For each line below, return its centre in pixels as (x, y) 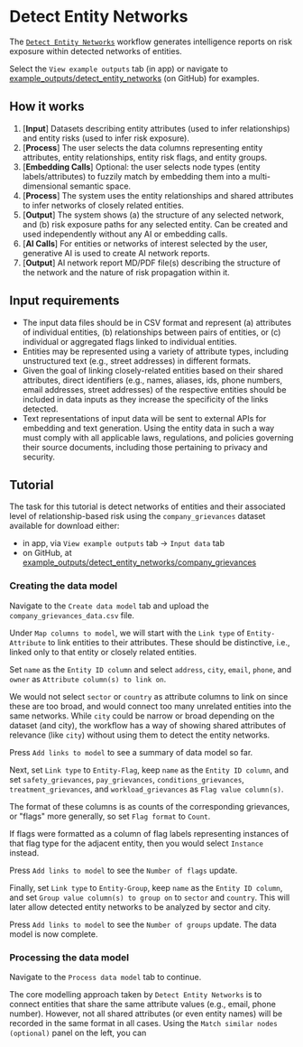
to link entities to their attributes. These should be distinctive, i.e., (169, 642)
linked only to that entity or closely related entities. (103, 652)
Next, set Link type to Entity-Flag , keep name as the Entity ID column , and (149, 770)
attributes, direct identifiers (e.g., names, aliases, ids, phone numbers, (152, 380)
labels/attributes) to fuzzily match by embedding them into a (134, 176)
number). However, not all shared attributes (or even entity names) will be (146, 1014)
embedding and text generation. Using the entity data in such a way (148, 428)
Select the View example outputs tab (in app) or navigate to (119, 69)
